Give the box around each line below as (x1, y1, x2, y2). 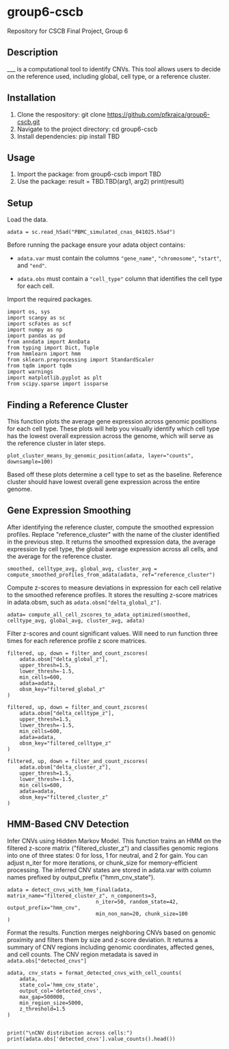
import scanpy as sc (7, 315, 66, 322)
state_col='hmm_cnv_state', (19, 981, 99, 988)
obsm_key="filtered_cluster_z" (19, 793, 109, 801)
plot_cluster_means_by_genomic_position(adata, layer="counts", (7, 453, 194, 459)
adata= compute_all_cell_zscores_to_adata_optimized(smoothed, (7, 611, 191, 618)
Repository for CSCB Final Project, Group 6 (7, 27, 129, 35)
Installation (7, 92, 56, 104)
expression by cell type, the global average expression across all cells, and (7, 544, 218, 553)
